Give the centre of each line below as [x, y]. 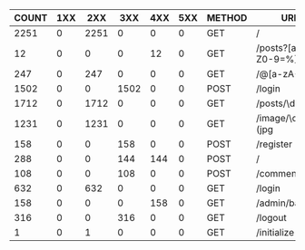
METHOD [227, 18]
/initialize [275, 232]
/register [274, 144]
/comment [278, 173]
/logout [271, 218]
